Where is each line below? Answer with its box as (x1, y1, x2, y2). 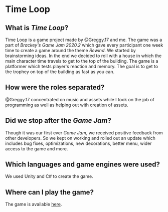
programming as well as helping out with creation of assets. (5, 102, 129, 108)
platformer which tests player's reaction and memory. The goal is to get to (5, 64, 158, 69)
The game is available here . (5, 201, 62, 207)
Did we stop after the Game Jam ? (5, 116, 111, 125)
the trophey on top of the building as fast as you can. (5, 69, 114, 75)
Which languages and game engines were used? (5, 160, 160, 169)
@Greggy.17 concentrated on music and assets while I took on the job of (5, 96, 154, 102)
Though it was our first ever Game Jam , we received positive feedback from (5, 129, 163, 136)
